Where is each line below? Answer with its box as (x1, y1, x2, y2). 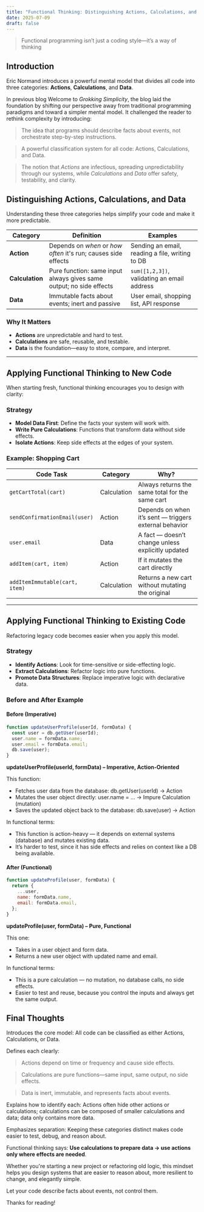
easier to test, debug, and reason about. (6, 1132, 107, 1140)
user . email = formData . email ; (12, 741, 88, 747)
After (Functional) (6, 863, 53, 871)
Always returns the (138, 480, 192, 488)
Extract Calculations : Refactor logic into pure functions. (15, 667, 156, 674)
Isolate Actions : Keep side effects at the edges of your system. (15, 439, 174, 446)
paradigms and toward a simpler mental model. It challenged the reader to (6, 109, 192, 116)
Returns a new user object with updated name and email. (15, 952, 158, 960)
